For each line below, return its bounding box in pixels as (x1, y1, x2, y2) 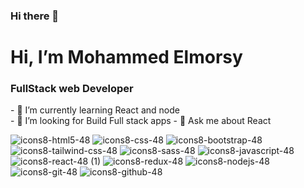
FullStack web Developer (10, 82, 134, 96)
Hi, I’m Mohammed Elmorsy (10, 46, 243, 69)
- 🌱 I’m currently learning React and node (10, 104, 180, 116)
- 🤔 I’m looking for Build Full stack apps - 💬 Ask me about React (10, 115, 272, 127)
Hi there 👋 (10, 9, 60, 23)
